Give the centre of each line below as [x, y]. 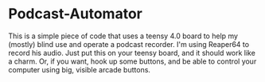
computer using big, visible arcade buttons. [80, 69]
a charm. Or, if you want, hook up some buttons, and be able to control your [132, 61]
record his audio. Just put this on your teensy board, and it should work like [132, 53]
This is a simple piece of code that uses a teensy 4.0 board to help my [123, 36]
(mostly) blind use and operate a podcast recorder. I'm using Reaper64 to [129, 44]
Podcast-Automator [76, 14]
